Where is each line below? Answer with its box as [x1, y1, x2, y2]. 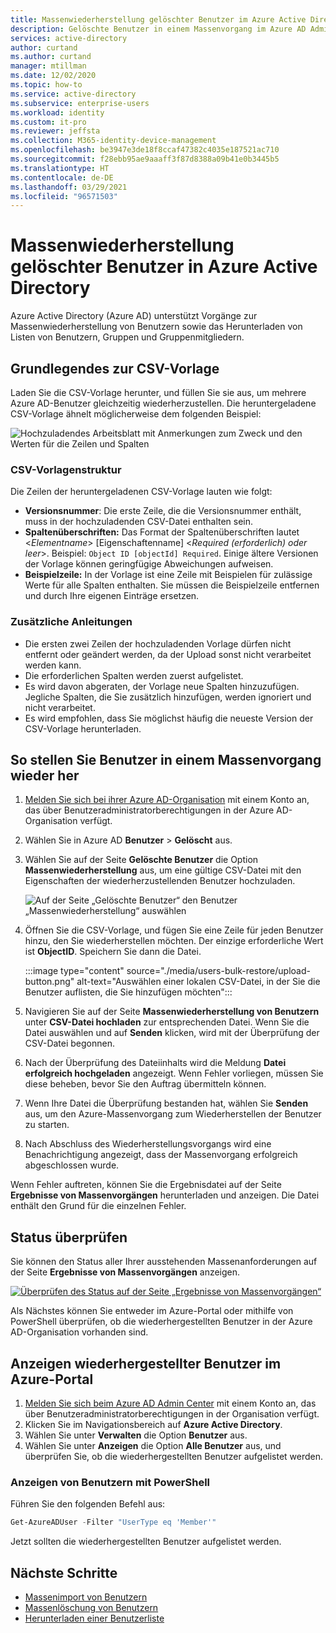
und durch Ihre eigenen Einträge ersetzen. [24, 590, 200, 602]
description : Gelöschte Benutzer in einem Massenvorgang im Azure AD [10, 24, 307, 34]
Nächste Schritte [10, 1564, 118, 1581]
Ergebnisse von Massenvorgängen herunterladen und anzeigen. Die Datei [10, 1189, 320, 1201]
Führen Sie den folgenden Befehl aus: [10, 1498, 166, 1510]
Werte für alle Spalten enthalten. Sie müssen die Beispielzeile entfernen [24, 579, 320, 591]
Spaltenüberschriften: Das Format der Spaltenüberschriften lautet [24, 526, 300, 538]
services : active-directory [10, 33, 128, 43]
